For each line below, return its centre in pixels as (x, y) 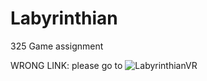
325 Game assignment (57, 46)
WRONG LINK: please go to (66, 65)
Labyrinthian (64, 18)
